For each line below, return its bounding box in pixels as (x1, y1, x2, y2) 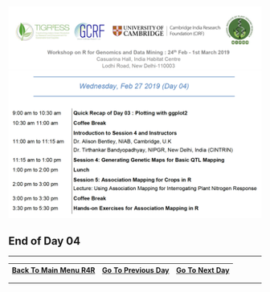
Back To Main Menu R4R (11, 265, 96, 274)
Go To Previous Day (101, 265, 170, 274)
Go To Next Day (176, 265, 230, 274)
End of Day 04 (8, 234, 81, 248)
